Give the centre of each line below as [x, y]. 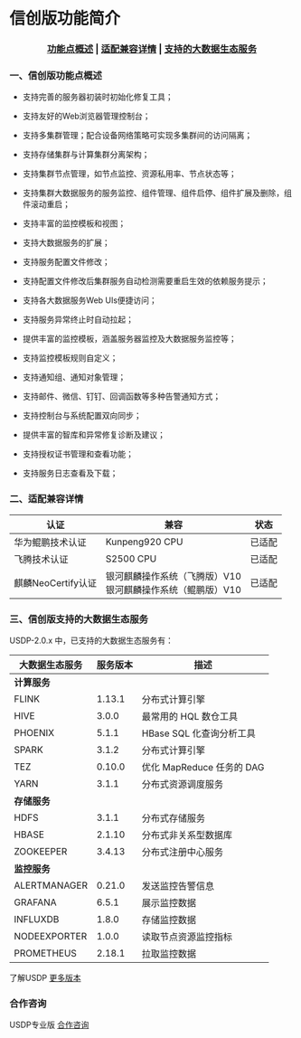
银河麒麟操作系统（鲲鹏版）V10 [174, 590]
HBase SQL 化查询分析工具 [198, 733]
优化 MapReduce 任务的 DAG [203, 767]
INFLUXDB [37, 919]
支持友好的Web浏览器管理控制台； [86, 116]
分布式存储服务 [174, 818]
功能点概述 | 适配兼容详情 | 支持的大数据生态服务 [152, 49]
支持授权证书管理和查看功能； [78, 454]
